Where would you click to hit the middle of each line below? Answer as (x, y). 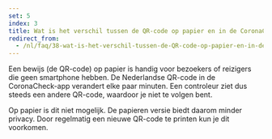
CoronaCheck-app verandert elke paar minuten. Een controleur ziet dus (128, 86)
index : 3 (23, 23)
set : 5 (19, 16)
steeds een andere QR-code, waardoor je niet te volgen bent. (110, 95)
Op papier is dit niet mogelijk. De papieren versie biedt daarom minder (125, 111)
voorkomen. (28, 128)
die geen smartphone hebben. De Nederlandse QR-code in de (112, 78)
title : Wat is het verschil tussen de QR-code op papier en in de (123, 31)
